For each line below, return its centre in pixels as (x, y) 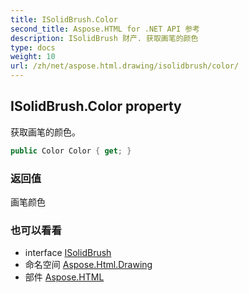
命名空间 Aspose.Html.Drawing (88, 265)
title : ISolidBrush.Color (64, 19)
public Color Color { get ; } (71, 151)
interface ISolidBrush (68, 253)
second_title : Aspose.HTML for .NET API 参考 (105, 29)
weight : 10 (33, 57)
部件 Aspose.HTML (64, 277)
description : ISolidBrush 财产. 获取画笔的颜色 (104, 38)
